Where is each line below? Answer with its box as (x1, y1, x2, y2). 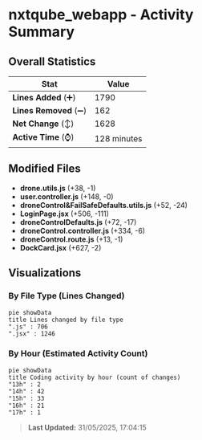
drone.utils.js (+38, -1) (19, 183, 96, 193)
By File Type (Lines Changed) (8, 291, 125, 302)
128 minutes (94, 132, 143, 144)
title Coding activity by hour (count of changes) (8, 373, 181, 381)
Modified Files (8, 162, 82, 176)
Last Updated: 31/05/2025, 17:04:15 (27, 422, 147, 432)
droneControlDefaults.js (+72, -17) (19, 217, 137, 226)
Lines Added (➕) (12, 92, 76, 103)
